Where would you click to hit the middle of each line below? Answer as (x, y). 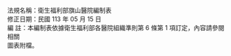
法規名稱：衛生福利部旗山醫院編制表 (59, 10)
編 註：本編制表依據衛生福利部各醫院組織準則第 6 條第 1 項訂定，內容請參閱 (116, 28)
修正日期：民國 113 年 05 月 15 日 (54, 19)
